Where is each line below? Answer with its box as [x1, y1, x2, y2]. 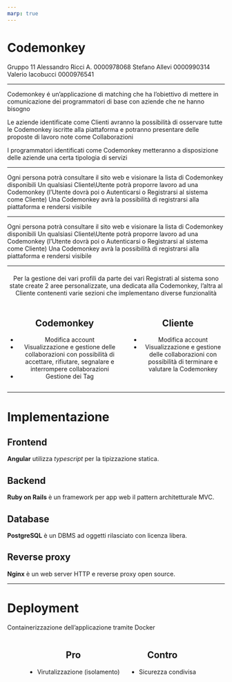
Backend [7, 474, 46, 487]
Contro [147, 650, 178, 661]
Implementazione [7, 409, 110, 425]
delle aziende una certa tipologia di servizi [7, 153, 128, 162]
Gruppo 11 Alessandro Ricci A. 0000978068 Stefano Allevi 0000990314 [7, 63, 211, 71]
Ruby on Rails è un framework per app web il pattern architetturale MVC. [7, 493, 215, 501]
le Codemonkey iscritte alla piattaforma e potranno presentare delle [7, 125, 200, 133]
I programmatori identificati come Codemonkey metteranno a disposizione [7, 146, 219, 154]
